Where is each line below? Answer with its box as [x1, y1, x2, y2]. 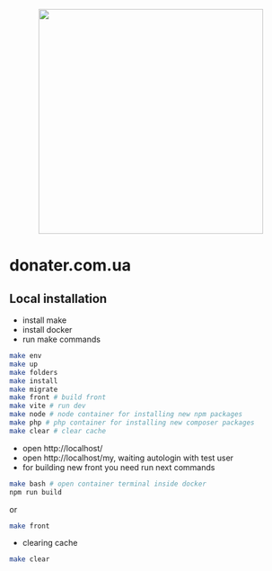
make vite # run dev [9, 401, 87, 411]
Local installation [9, 290, 108, 306]
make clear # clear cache [9, 426, 106, 435]
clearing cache [22, 538, 78, 549]
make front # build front [9, 393, 106, 402]
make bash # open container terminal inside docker [9, 479, 206, 488]
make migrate [9, 385, 58, 394]
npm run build [9, 487, 63, 496]
